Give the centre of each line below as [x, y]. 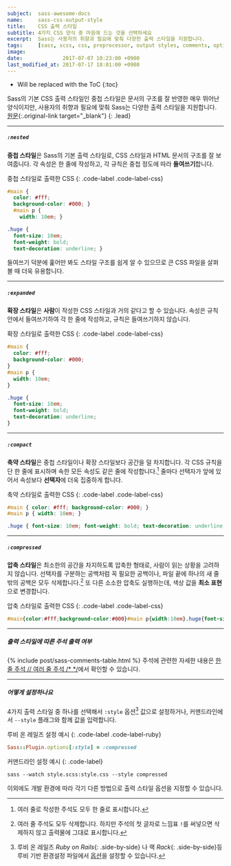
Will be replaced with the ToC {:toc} [67, 84]
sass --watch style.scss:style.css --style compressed [87, 775]
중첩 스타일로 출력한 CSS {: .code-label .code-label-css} [85, 178]
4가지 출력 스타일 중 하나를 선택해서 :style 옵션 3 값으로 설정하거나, [98, 711]
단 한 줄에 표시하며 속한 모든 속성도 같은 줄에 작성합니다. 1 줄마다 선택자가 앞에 [111, 470]
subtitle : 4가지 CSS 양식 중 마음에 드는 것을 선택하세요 [80, 33]
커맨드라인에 [206, 711]
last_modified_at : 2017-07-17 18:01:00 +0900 [73, 65]
